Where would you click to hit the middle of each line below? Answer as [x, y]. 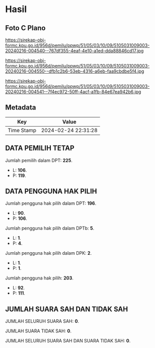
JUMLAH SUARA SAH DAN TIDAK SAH [67, 309]
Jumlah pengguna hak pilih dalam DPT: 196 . [51, 203]
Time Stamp [22, 130]
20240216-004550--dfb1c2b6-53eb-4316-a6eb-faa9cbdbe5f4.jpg [75, 71]
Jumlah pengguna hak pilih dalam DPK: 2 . [49, 253]
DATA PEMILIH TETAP [40, 148]
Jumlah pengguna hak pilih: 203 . [40, 278]
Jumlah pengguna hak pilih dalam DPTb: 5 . [50, 228]
